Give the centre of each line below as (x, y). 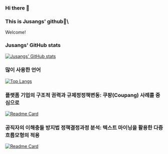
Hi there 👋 (18, 8)
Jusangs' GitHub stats (33, 45)
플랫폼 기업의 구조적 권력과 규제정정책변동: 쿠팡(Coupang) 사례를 (80, 95)
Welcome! (16, 32)
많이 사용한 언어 (23, 70)
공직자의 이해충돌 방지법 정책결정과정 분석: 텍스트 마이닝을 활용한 (79, 128)
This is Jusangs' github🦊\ (37, 21)
